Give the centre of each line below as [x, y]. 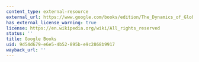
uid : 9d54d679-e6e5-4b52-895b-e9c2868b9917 [61, 45]
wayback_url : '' [26, 50]
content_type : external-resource [47, 12]
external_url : [24, 17]
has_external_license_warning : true [51, 22]
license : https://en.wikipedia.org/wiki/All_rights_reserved [83, 28]
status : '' [20, 34]
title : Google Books [32, 39]
